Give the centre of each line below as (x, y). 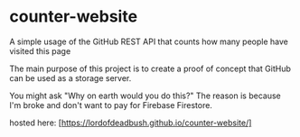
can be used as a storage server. (70, 78)
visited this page (40, 50)
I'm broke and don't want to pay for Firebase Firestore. (111, 105)
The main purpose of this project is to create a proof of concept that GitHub (150, 68)
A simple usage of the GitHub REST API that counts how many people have (149, 41)
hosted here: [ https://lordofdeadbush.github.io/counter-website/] (131, 123)
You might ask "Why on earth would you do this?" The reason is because (145, 96)
